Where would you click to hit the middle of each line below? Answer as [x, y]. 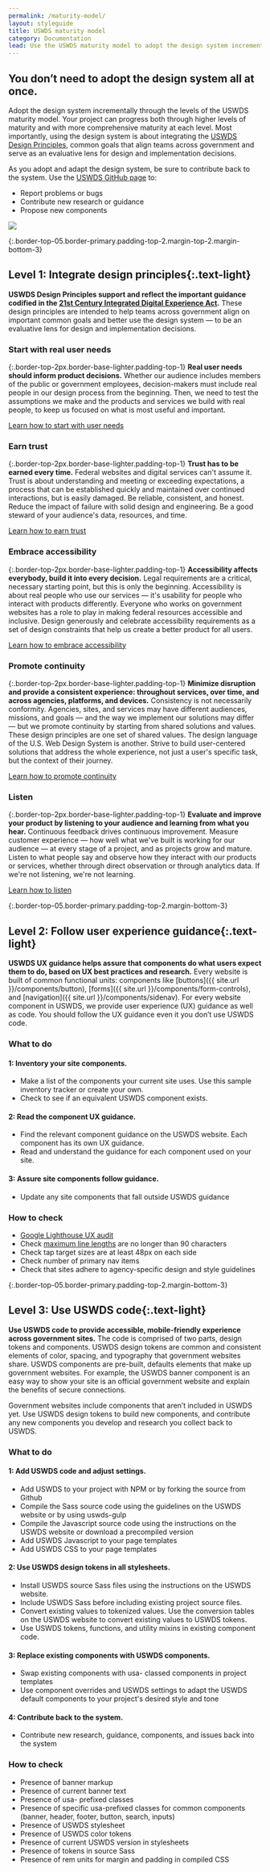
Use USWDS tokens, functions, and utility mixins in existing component [137, 1629]
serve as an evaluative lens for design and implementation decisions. [123, 153]
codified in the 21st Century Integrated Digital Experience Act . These [125, 302]
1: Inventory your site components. [67, 1063]
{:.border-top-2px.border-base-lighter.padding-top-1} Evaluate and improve [135, 814]
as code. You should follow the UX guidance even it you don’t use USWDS [131, 1015]
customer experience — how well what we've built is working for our [122, 840]
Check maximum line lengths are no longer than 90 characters [123, 1243]
